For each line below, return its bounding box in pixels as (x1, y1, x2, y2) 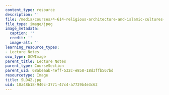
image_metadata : (5, 26, 39, 31)
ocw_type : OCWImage (5, 54, 46, 59)
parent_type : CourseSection (5, 63, 64, 68)
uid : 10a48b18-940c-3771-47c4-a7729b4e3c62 (5, 82, 98, 87)
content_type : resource (5, 7, 55, 13)
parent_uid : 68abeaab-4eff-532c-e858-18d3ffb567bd (5, 68, 114, 73)
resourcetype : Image (5, 73, 49, 78)
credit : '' (10, 36, 33, 41)
